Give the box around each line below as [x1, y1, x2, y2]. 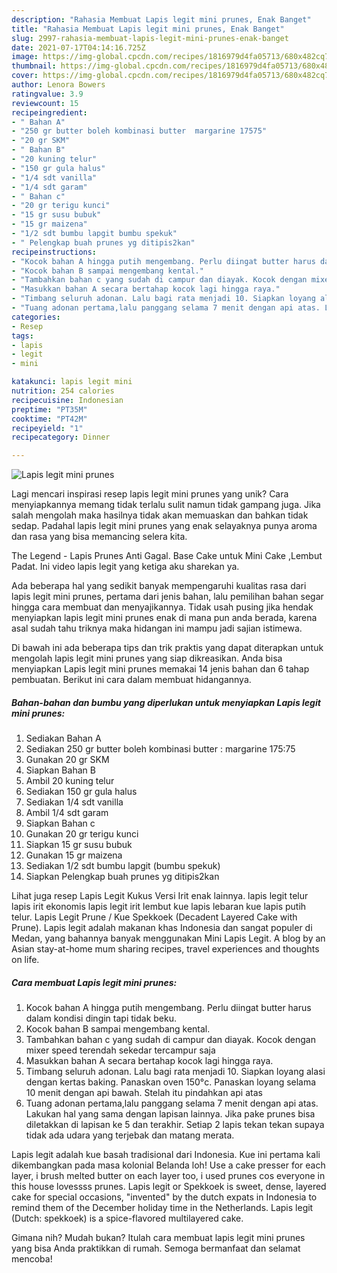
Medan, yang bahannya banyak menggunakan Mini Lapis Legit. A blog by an [11, 932, 326, 945]
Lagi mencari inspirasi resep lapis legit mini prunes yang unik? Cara [11, 488, 289, 500]
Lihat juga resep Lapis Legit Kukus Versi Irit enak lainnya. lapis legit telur [11, 890, 309, 902]
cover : [11, 71, 39, 81]
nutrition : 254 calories [11, 386, 115, 396]
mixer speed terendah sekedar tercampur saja [25, 1044, 216, 1056]
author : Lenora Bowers [11, 80, 106, 90]
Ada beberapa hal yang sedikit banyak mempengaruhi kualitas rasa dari [11, 580, 307, 592]
